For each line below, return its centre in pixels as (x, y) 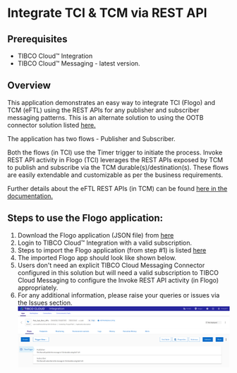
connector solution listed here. (52, 125)
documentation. (30, 196)
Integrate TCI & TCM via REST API (107, 13)
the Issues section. (45, 302)
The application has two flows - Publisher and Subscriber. (91, 138)
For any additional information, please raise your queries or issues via (119, 295)
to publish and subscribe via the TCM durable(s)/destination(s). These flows (118, 167)
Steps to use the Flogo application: (85, 218)
